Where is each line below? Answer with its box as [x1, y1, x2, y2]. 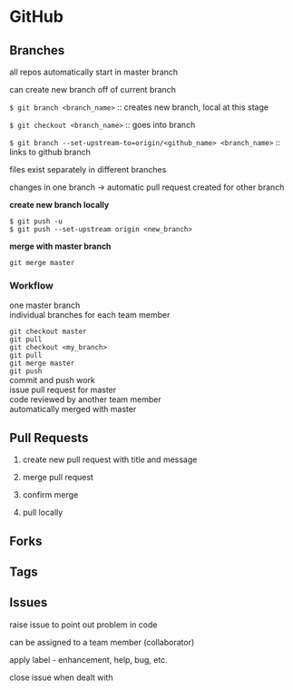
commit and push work [9, 375, 95, 386]
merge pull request [22, 472, 93, 483]
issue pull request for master [9, 384, 117, 396]
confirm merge [22, 489, 79, 500]
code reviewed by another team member [9, 394, 161, 405]
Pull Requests [9, 429, 89, 446]
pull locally [22, 507, 63, 518]
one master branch [9, 300, 81, 310]
